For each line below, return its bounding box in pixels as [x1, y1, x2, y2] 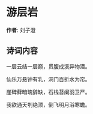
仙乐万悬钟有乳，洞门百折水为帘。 [6, 76, 91, 83]
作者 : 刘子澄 [6, 26, 36, 34]
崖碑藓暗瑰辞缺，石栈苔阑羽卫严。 [6, 88, 91, 95]
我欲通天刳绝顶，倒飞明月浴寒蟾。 [6, 101, 91, 108]
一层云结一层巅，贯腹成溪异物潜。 [6, 62, 91, 70]
